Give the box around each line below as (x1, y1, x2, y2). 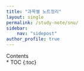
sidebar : (6, 25, 28, 31)
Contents (6, 53, 29, 59)
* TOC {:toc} (6, 59, 37, 66)
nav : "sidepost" (17, 31, 58, 37)
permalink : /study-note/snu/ (6, 20, 79, 25)
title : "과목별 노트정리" (6, 8, 62, 15)
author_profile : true (6, 36, 60, 42)
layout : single (6, 14, 44, 20)
